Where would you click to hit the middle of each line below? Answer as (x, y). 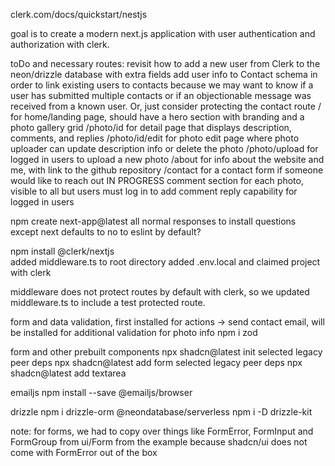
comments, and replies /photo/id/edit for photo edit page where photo (155, 138)
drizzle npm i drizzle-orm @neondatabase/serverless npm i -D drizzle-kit (161, 412)
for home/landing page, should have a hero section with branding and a (157, 117)
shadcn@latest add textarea (68, 373)
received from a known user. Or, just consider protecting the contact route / (166, 106)
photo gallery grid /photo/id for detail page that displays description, (151, 127)
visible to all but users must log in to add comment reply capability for (154, 191)
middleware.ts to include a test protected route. (108, 302)
